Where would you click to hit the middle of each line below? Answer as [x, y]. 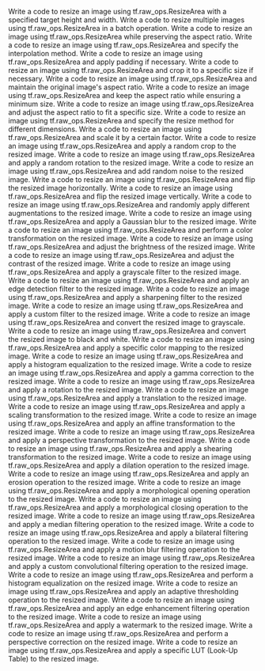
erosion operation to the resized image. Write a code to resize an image [125, 482]
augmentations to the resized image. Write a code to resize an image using [130, 213]
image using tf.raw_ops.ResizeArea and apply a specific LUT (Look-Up [123, 650]
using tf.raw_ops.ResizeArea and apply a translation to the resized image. [127, 398]
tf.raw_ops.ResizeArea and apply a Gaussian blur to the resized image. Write [132, 222]
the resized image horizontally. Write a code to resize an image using [121, 188]
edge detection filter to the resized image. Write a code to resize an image [129, 289]
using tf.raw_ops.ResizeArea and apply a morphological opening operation [129, 491]
